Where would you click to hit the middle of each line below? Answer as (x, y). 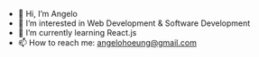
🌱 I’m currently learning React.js (77, 33)
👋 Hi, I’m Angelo (48, 14)
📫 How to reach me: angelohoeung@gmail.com (107, 43)
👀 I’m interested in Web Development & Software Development (134, 23)
